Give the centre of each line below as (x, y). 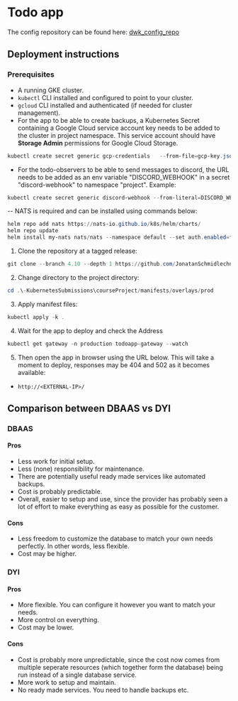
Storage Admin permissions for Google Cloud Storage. (98, 143)
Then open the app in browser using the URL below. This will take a (116, 357)
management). (39, 113)
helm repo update (33, 231)
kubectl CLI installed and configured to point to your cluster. (105, 97)
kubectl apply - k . (36, 317)
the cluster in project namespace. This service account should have (117, 135)
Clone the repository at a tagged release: (78, 251)
